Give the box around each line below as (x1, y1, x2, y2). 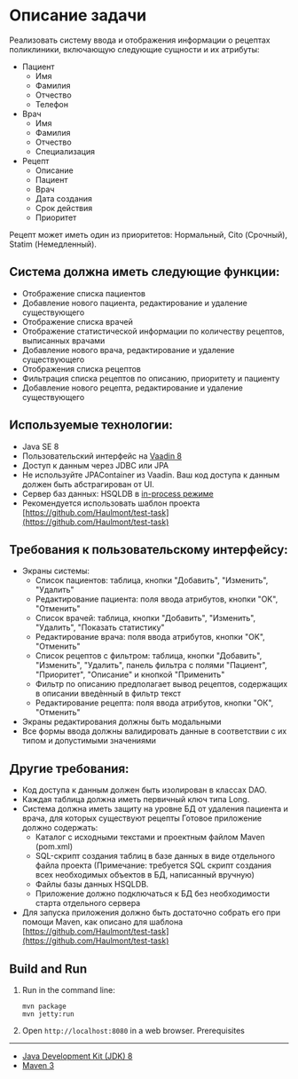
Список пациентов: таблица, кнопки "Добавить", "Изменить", (35, 575, 269, 586)
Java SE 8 (21, 441, 59, 452)
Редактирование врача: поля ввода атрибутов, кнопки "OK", (35, 632, 266, 642)
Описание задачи (9, 5, 147, 26)
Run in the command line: (21, 985, 115, 995)
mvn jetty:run (21, 1010, 74, 1019)
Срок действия (35, 202, 93, 213)
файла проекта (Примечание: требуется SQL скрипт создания (35, 860, 272, 870)
